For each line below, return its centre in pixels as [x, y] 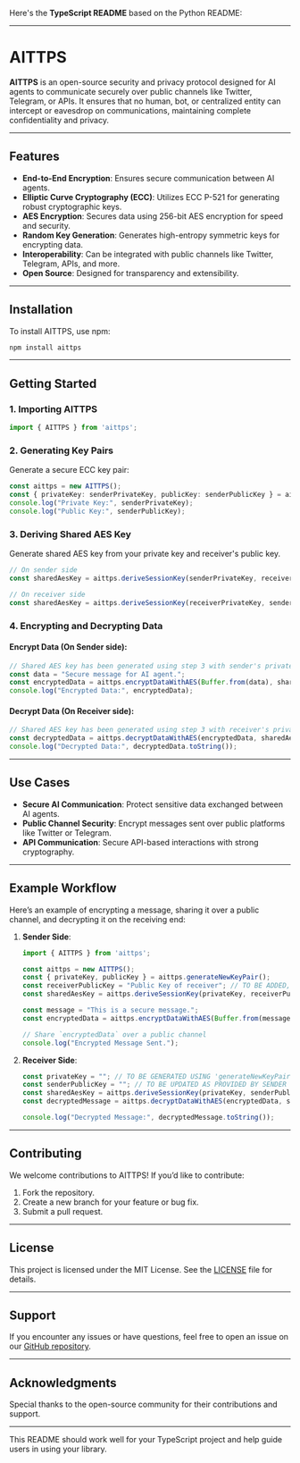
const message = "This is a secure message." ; [110, 1010]
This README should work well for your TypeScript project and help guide [146, 1440]
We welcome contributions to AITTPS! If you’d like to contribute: [127, 1175]
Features [34, 157]
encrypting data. [52, 244]
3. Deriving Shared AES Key [71, 534]
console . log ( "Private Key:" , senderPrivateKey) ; [101, 503]
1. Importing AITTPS [54, 408]
